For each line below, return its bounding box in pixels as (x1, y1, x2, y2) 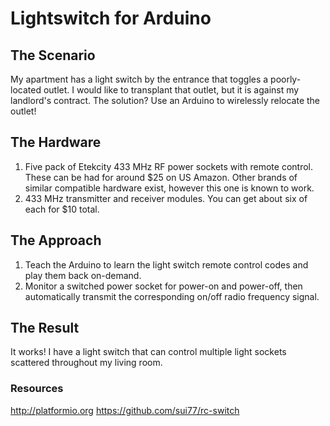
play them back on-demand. (24, 269, 142, 281)
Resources (10, 382, 64, 396)
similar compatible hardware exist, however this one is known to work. (24, 182, 315, 194)
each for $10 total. (24, 203, 100, 215)
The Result (10, 320, 80, 337)
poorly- (270, 73, 302, 85)
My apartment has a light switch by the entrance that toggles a (10, 73, 269, 85)
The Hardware (10, 134, 102, 151)
